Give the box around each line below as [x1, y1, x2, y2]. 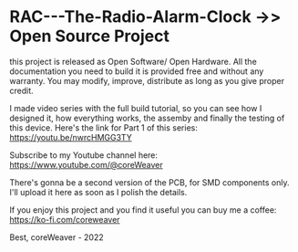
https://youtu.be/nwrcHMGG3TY [9, 131, 132, 142]
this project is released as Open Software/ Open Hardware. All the [9, 56, 257, 67]
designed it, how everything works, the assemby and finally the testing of [9, 112, 285, 123]
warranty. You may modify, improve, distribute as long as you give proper [9, 75, 285, 86]
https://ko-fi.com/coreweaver [9, 214, 120, 225]
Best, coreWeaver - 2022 [9, 231, 104, 243]
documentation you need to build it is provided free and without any [9, 66, 264, 77]
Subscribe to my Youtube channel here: [9, 149, 158, 161]
